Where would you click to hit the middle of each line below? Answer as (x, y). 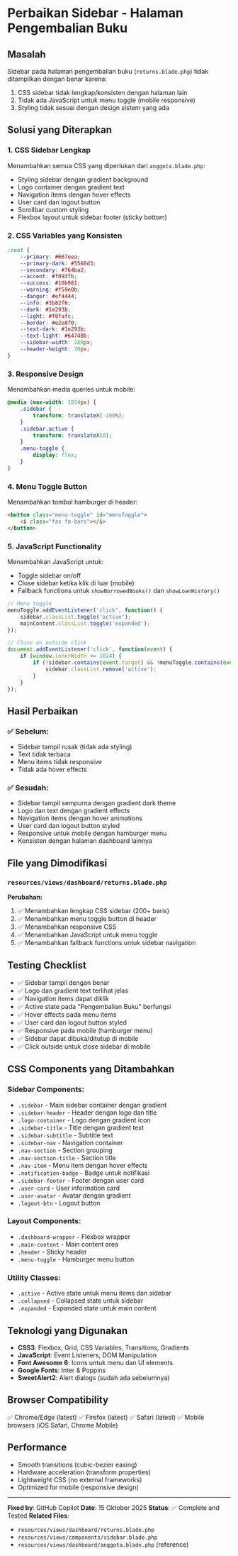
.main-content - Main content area (68, 1244)
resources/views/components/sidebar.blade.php (87, 1538)
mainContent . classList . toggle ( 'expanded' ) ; (85, 623)
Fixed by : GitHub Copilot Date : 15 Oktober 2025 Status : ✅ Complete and (113, 1507)
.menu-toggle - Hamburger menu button (76, 1259)
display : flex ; (55, 456)
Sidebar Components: (46, 1089)
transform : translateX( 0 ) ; (73, 435)
